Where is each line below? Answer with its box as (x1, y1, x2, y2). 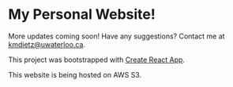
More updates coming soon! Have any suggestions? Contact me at (8, 31, 225, 41)
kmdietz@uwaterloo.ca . (8, 39, 85, 49)
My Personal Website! (8, 5, 156, 24)
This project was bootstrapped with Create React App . (8, 55, 186, 64)
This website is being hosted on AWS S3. (8, 70, 142, 79)
